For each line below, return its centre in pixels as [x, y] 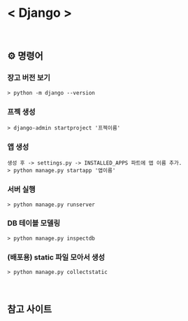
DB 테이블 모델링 [34, 224]
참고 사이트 [30, 309]
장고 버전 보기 [29, 78]
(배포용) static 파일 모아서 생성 [56, 257]
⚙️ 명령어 [25, 56]
